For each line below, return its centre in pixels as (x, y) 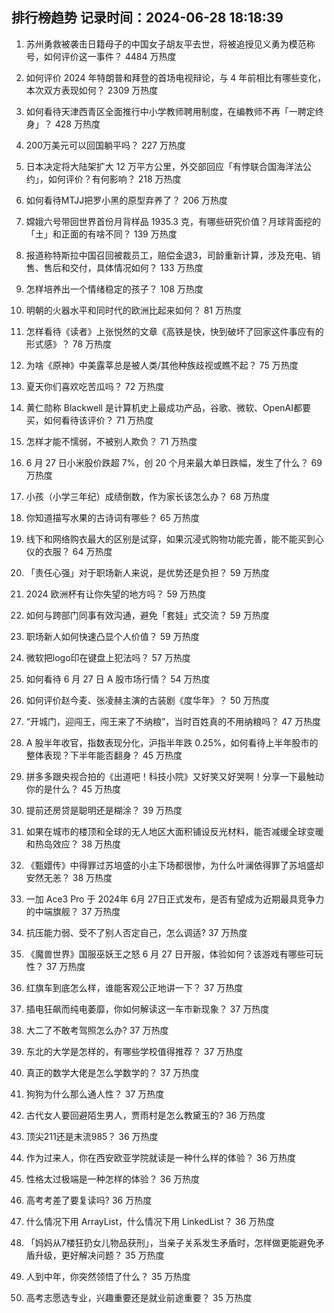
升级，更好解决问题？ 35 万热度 (99, 1255)
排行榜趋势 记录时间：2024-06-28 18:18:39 (147, 18)
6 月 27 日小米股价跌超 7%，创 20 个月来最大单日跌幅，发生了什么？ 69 (174, 462)
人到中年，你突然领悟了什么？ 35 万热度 (108, 1276)
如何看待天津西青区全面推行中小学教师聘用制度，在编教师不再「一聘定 (170, 111)
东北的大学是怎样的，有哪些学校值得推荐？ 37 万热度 (134, 1051)
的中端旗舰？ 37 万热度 (73, 911)
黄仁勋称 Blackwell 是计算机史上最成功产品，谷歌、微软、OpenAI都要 (168, 407)
